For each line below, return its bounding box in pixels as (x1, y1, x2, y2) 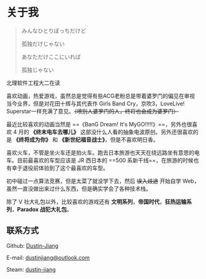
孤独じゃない (21, 66, 54, 74)
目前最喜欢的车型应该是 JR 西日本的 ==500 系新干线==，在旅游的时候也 (17, 156, 199, 164)
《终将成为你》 (13, 136, 51, 143)
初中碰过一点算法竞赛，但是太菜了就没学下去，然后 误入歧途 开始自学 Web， (6, 177, 200, 185)
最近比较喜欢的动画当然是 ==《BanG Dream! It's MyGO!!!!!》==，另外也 (6, 120, 187, 128)
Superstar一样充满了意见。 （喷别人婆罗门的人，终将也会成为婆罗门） (6, 107, 179, 115)
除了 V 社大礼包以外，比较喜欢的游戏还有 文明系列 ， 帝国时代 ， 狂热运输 (6, 197, 187, 205)
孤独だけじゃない (21, 40, 65, 47)
